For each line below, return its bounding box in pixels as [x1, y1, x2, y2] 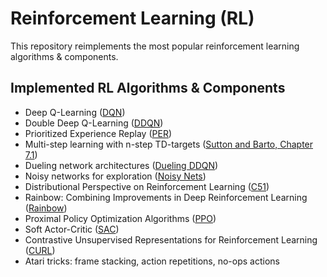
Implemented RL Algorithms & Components [10, 80, 286, 97]
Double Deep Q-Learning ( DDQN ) [24, 117, 164, 129]
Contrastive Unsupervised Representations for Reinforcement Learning [24, 233, 318, 246]
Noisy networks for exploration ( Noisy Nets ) [24, 170, 207, 182]
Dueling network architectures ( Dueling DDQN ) [24, 159, 219, 171]
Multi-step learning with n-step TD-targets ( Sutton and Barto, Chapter [24, 138, 314, 150]
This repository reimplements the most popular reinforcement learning [10, 40, 300, 52]
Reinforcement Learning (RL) [10, 7, 255, 30]
